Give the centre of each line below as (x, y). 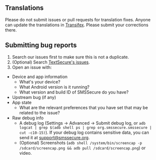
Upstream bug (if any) (34, 97)
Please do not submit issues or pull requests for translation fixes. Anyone (78, 19)
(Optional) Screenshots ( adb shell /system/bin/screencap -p (80, 143)
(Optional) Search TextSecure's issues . (51, 62)
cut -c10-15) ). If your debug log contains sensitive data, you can (84, 132)
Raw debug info (28, 118)
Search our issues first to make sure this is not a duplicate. (70, 57)
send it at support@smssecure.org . (55, 137)
